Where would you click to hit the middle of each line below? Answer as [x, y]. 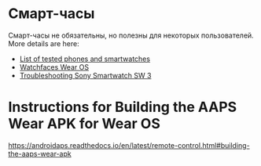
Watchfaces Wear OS [54, 67]
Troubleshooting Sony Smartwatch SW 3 [85, 75]
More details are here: [44, 43]
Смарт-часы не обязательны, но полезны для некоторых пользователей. [131, 35]
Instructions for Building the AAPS [123, 107]
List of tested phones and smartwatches [85, 59]
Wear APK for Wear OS [85, 124]
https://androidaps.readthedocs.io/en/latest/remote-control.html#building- [129, 145]
